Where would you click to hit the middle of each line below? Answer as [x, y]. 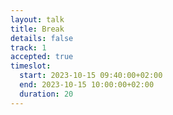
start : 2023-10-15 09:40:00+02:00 [91, 76]
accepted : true [42, 57]
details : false [42, 38]
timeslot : [31, 66]
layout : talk [37, 19]
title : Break [37, 29]
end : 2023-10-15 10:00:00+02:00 [87, 85]
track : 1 [28, 47]
